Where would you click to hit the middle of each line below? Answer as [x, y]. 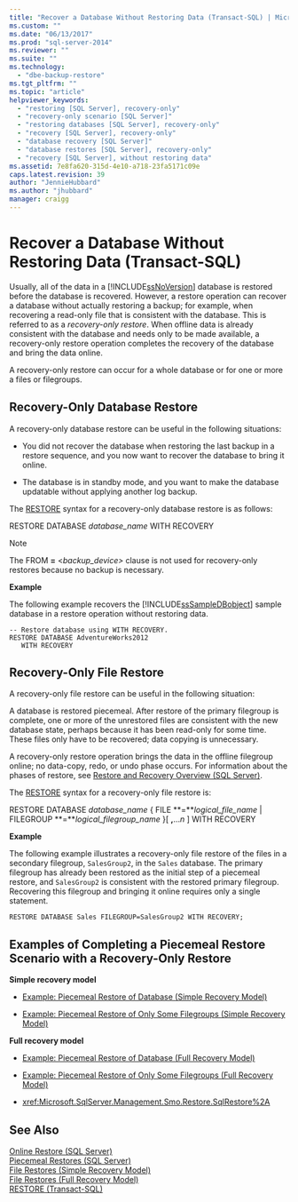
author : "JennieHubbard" [55, 183]
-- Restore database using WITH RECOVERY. [89, 630]
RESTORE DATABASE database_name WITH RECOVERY [112, 526]
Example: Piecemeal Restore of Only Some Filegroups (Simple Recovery [153, 1015]
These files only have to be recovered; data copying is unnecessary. [134, 739]
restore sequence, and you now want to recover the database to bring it [153, 455]
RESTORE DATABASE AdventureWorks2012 [79, 637]
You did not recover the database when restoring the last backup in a [148, 446]
